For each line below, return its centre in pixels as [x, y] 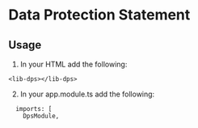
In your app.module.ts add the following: [87, 94]
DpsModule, [41, 116]
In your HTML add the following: [74, 64]
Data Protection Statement [99, 15]
